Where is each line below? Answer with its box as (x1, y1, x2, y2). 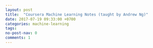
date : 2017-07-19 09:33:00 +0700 (5, 16, 76, 21)
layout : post (5, 7, 33, 12)
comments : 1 (5, 35, 30, 40)
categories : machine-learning (5, 21, 69, 26)
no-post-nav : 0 (5, 30, 37, 35)
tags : (5, 26, 17, 31)
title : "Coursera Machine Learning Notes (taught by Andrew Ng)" (5, 12, 148, 17)
